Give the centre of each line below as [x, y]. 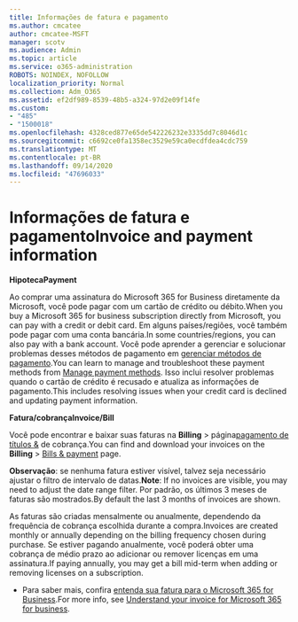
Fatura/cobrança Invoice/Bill [62, 418]
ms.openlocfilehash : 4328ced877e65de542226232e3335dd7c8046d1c [129, 133]
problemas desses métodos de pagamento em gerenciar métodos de [135, 354]
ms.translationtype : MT [53, 149]
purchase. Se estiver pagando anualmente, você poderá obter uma [132, 545]
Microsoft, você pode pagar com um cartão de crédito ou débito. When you [146, 307]
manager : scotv [37, 42]
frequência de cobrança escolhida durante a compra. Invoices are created [144, 526]
